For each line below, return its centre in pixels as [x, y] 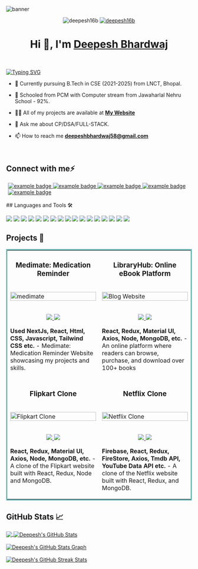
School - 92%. [32, 101]
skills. [18, 368]
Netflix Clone [145, 394]
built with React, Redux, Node [51, 473]
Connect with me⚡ [41, 169]
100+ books [119, 368]
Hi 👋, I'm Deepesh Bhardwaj [99, 45]
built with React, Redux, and [141, 481]
